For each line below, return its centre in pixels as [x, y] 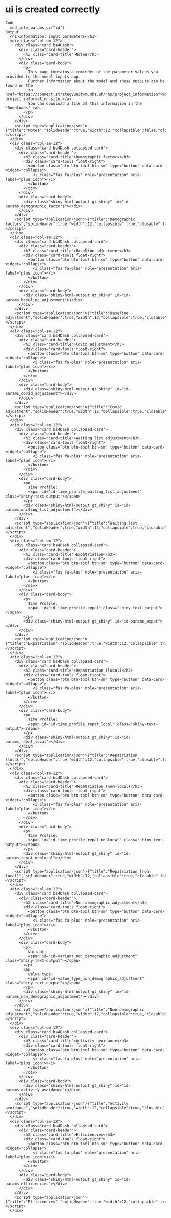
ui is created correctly [53, 9]
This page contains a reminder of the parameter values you [93, 72]
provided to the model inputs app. [43, 77]
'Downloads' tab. [24, 108]
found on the [19, 85]
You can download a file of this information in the [85, 103]
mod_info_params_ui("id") [37, 27]
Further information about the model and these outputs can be [96, 81]
